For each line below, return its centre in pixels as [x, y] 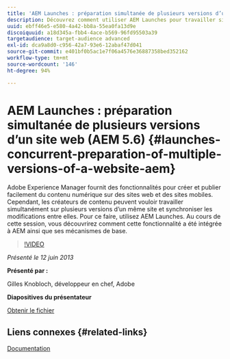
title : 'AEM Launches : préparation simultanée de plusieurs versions [110, 13]
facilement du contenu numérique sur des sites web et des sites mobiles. [110, 195]
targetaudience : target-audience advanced [68, 39]
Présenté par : [28, 271]
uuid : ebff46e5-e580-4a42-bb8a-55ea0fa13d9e [72, 26]
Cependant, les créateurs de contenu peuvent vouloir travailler [95, 202]
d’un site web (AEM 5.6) [76, 139]
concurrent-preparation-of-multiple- [115, 154]
